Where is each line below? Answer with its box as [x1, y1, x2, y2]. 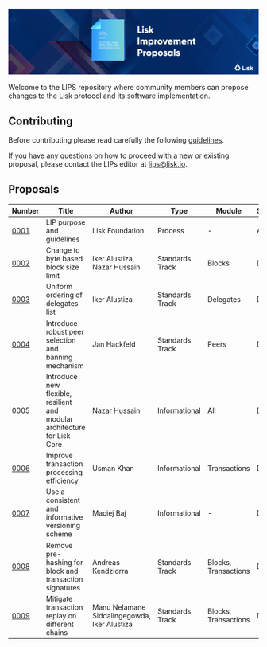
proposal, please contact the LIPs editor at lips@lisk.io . [8, 159, 188, 169]
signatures [46, 582, 81, 592]
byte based [46, 254, 83, 264]
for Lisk [46, 431, 71, 441]
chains [46, 627, 68, 637]
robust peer [46, 327, 85, 336]
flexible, [46, 388, 72, 398]
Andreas [92, 557, 121, 567]
